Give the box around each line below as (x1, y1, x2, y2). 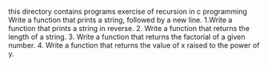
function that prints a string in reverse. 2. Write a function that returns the (8, 24, 250, 33)
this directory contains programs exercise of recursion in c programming (8, 7, 248, 16)
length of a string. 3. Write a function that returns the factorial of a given (8, 32, 246, 41)
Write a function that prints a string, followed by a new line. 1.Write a (8, 15, 233, 25)
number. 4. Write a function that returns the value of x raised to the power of (8, 41, 260, 50)
